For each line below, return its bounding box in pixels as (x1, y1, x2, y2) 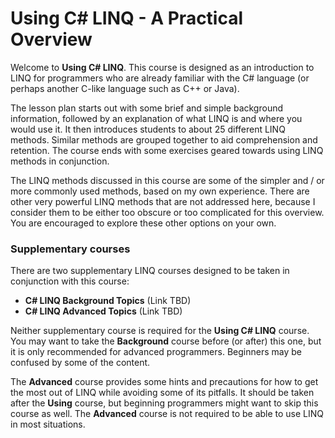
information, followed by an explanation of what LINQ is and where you (10, 112, 303, 124)
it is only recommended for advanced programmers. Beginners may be (10, 346, 302, 358)
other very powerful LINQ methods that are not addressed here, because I (10, 195, 316, 207)
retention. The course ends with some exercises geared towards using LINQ (10, 144, 324, 156)
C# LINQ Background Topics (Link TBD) (24, 295, 192, 307)
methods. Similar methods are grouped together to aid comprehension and (10, 133, 318, 146)
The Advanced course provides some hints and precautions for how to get (10, 376, 319, 388)
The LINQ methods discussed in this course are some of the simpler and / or (10, 174, 325, 186)
